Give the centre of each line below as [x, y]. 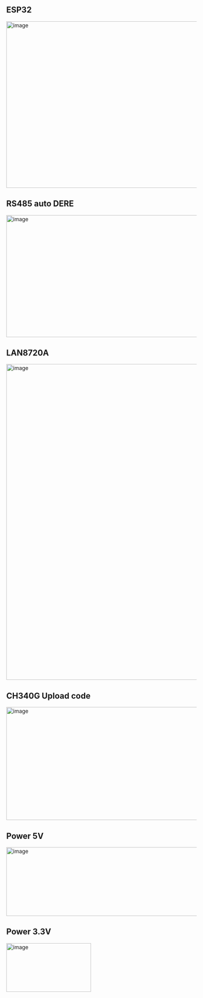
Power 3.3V [29, 932]
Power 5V [25, 836]
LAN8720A [28, 353]
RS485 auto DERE [40, 204]
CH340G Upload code [48, 695]
